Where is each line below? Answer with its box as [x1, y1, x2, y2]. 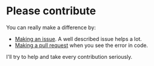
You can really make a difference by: [6, 24, 96, 31]
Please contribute [6, 4, 97, 18]
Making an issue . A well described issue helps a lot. [14, 35, 142, 42]
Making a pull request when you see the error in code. [14, 42, 148, 49]
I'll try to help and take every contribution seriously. [6, 53, 133, 60]
